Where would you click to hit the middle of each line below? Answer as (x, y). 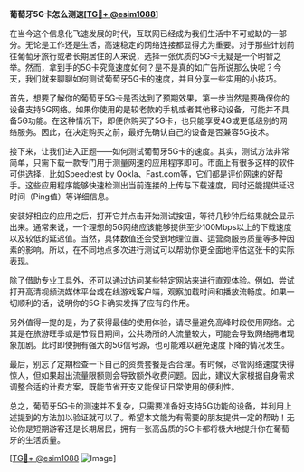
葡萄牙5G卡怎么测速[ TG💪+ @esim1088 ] (84, 14)
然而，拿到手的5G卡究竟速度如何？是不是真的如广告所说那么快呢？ (149, 67)
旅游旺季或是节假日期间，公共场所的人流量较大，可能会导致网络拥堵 (160, 333)
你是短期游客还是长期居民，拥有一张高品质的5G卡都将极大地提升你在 (145, 429)
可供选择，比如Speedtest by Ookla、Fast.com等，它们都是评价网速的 (138, 174)
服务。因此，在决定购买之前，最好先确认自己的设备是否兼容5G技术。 (145, 132)
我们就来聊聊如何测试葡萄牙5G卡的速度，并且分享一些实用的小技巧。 (153, 79)
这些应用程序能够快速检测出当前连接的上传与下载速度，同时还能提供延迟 (160, 185)
